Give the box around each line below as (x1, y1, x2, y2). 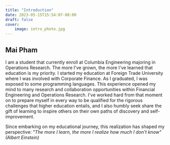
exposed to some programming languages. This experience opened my (5, 80, 156, 87)
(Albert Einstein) (5, 134, 39, 140)
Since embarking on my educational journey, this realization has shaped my (5, 123, 165, 130)
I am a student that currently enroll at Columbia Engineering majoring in (5, 59, 156, 65)
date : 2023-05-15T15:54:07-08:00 (5, 12, 77, 17)
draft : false (5, 17, 33, 22)
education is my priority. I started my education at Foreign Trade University (5, 70, 163, 76)
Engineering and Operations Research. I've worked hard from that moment (5, 92, 163, 98)
